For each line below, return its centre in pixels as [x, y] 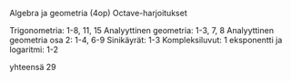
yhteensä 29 [33, 67]
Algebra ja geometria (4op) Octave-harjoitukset [99, 13]
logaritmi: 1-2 [34, 49]
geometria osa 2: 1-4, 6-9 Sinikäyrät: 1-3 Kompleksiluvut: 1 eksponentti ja [146, 40]
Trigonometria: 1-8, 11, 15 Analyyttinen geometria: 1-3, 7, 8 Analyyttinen [142, 30]
